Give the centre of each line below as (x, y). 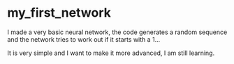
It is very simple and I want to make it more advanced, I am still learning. (111, 53)
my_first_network (59, 13)
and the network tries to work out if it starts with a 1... (84, 39)
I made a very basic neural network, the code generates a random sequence (117, 32)
